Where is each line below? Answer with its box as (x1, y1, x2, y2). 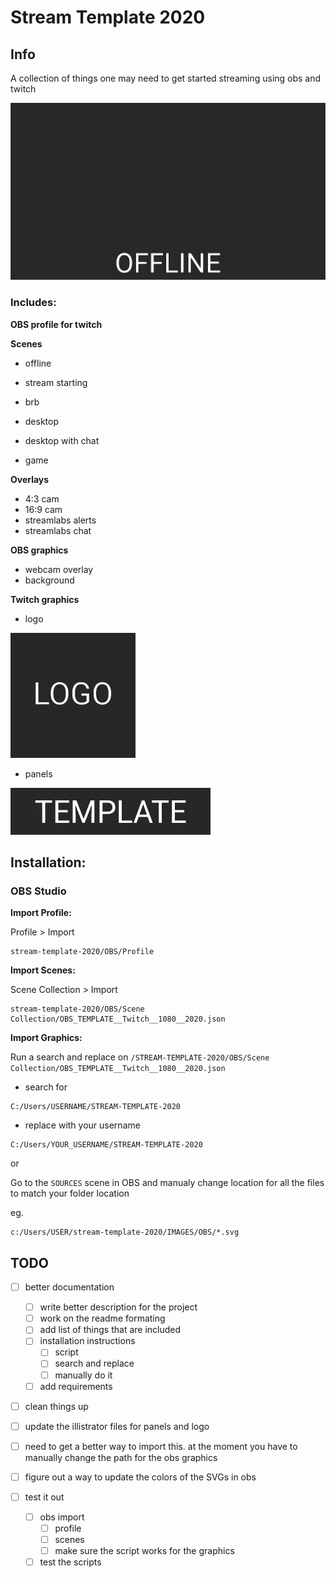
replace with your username (24, 1119, 141, 1131)
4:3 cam (24, 492, 60, 505)
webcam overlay (24, 563, 94, 575)
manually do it (54, 1369, 113, 1381)
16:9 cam (24, 503, 63, 515)
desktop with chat (24, 434, 100, 446)
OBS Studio (10, 884, 67, 898)
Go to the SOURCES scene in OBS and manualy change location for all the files (10, 1177, 325, 1189)
